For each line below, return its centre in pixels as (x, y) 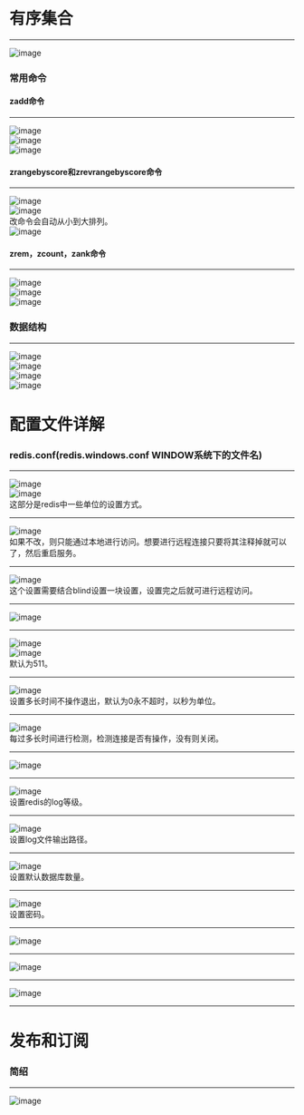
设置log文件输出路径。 (51, 839)
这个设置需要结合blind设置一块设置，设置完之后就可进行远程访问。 (133, 591)
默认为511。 (31, 664)
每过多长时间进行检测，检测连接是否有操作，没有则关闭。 (116, 738)
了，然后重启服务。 (45, 553)
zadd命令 (27, 102)
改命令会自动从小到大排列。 (61, 221)
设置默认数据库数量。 (49, 877)
